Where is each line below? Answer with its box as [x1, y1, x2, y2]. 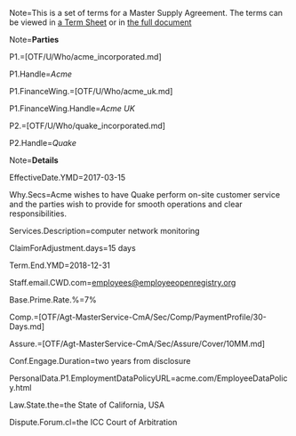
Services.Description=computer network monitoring [9, 226, 200, 236]
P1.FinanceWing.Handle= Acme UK [9, 103, 135, 114]
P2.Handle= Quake [9, 138, 77, 148]
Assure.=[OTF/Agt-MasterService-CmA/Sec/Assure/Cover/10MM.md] [9, 338, 265, 349]
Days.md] [9, 321, 44, 332]
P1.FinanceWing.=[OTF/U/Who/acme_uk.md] [9, 86, 173, 96]
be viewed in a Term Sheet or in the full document [9, 17, 192, 28]
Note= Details [9, 155, 60, 166]
